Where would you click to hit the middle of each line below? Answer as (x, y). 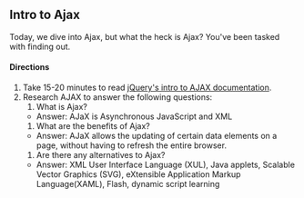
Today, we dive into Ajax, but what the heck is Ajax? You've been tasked (145, 36)
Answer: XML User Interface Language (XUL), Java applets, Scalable (166, 165)
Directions (30, 67)
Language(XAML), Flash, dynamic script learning (128, 184)
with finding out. (40, 46)
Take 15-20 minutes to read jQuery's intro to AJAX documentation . (147, 88)
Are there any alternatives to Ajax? (101, 155)
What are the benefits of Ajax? (93, 126)
